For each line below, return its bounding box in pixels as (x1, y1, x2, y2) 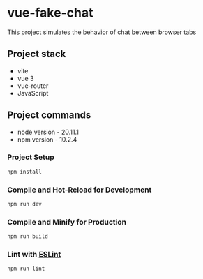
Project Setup (7, 152, 54, 162)
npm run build (7, 233, 49, 240)
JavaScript (17, 89, 49, 97)
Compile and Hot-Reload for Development (7, 185, 152, 195)
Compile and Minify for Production (7, 217, 127, 227)
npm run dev (7, 201, 42, 208)
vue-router (17, 82, 49, 90)
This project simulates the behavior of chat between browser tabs (7, 28, 197, 36)
